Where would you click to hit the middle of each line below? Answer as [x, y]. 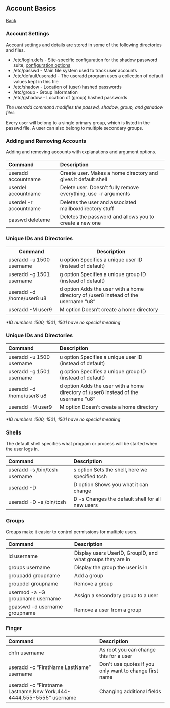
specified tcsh [90, 477]
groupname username [35, 598]
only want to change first [129, 671]
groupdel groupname [33, 583]
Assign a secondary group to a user [116, 595]
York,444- [58, 691]
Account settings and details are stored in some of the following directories [84, 45]
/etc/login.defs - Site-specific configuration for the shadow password [85, 60]
